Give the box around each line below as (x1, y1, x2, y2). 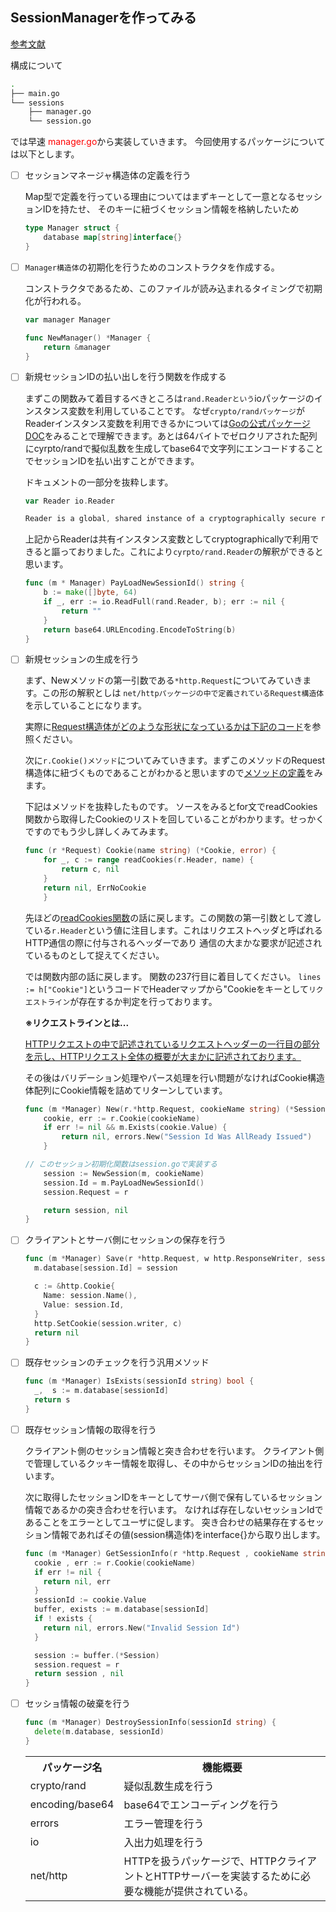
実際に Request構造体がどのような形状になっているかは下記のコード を (24, 721, 313, 733)
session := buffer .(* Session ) (34, 1650, 160, 1660)
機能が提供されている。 (143, 1884, 255, 1898)
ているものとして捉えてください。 (24, 949, 165, 961)
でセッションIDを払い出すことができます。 (24, 454, 200, 467)
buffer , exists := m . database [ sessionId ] (34, 1604, 210, 1615)
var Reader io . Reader (24, 496, 115, 506)
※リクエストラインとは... (24, 1016, 130, 1028)
